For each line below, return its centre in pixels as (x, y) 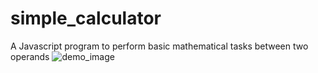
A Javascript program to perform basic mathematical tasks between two (159, 46)
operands (30, 56)
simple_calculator (86, 18)
